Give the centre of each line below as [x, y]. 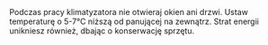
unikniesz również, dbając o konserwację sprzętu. [102, 31]
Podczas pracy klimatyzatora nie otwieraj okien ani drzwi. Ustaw [129, 12]
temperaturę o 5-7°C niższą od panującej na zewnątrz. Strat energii [134, 21]
